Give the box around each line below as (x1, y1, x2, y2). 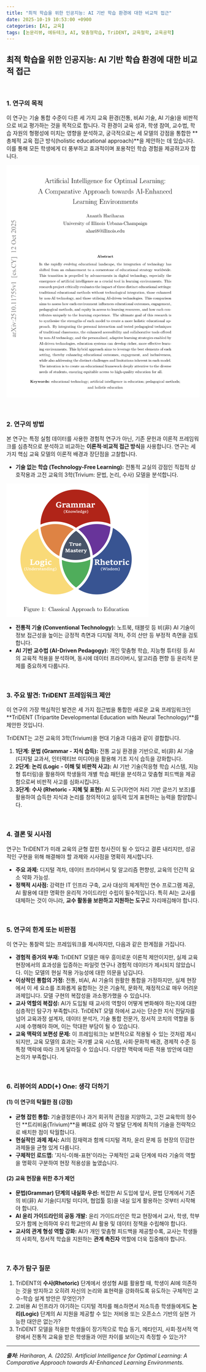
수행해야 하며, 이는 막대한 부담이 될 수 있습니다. (26, 1023, 140, 1030)
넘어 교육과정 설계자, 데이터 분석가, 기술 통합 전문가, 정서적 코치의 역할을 (15, 1015, 189, 1022)
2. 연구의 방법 (6, 419, 45, 428)
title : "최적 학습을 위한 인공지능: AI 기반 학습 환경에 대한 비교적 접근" (6, 10, 172, 16)
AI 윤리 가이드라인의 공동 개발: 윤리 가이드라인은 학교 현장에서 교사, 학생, (15, 1212, 189, 1220)
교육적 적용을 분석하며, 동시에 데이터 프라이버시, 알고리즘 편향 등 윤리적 (21, 655, 192, 662)
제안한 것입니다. (6, 722, 45, 729)
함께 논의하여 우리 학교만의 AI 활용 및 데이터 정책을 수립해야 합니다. (26, 1220, 187, 1228)
